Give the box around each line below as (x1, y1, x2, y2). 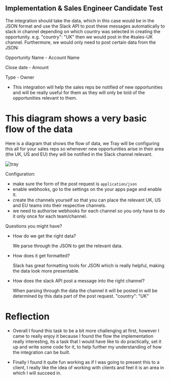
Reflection (5, 310, 50, 322)
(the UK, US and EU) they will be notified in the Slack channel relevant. (5, 151, 153, 157)
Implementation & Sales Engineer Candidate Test (5, 4, 163, 13)
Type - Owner (5, 74, 35, 80)
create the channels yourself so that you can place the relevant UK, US (12, 197, 161, 203)
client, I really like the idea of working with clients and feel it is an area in (12, 364, 164, 370)
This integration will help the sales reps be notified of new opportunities (12, 84, 163, 90)
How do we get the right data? (12, 232, 76, 239)
